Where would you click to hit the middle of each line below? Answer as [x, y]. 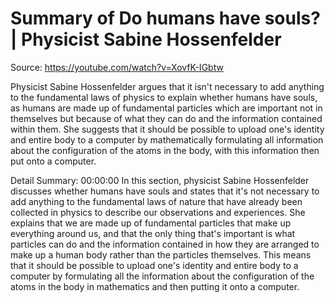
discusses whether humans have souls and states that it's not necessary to [165, 191]
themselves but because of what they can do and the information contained [166, 118]
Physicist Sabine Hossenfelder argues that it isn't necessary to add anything [167, 86]
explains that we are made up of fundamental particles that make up [151, 223]
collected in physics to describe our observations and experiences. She [158, 212]
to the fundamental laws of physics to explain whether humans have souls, [164, 97]
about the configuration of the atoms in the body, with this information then [165, 150]
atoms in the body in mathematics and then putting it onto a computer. [155, 286]
